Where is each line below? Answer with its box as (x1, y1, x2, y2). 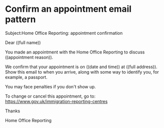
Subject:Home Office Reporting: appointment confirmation (5, 30, 123, 36)
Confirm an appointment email (5, 3, 132, 15)
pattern (5, 14, 36, 25)
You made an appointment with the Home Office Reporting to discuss (5, 49, 145, 55)
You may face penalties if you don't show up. (5, 83, 96, 89)
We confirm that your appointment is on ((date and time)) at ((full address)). (5, 64, 158, 70)
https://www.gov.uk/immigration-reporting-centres (5, 98, 108, 104)
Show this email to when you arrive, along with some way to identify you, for (5, 69, 159, 75)
